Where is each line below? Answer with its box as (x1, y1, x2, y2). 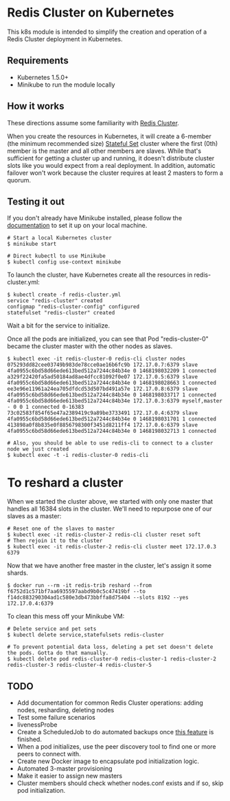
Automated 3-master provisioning (16, 765, 113, 773)
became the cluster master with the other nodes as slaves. (7, 342, 173, 350)
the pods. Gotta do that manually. (7, 650, 109, 656)
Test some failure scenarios (16, 714, 96, 722)
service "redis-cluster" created (7, 297, 103, 304)
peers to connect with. (16, 750, 81, 758)
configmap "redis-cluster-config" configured (7, 303, 139, 310)
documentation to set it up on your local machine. (7, 222, 148, 230)
